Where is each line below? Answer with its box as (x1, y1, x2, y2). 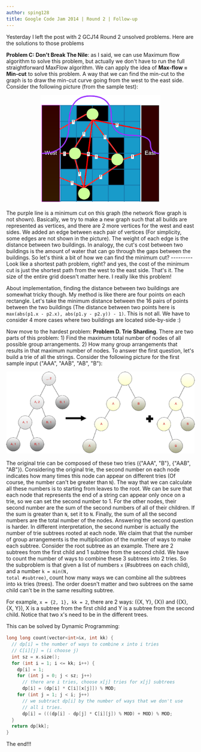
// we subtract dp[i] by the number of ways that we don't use (22, 698, 184, 704)
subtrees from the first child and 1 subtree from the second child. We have (6, 549, 189, 556)
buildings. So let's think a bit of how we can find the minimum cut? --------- (6, 254, 193, 261)
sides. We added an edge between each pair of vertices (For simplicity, (6, 228, 182, 236)
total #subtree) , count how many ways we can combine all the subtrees (6, 574, 187, 581)
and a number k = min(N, (6, 568, 69, 575)
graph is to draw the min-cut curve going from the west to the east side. (6, 77, 184, 84)
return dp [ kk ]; (11, 723, 50, 729)
